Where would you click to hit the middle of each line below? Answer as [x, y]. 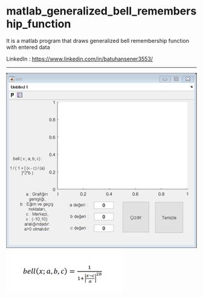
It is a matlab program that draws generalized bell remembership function [98, 40]
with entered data [28, 47]
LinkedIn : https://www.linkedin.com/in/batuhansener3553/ [79, 59]
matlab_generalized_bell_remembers [101, 11]
